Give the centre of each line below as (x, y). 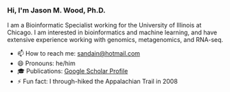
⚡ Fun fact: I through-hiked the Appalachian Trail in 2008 (97, 82)
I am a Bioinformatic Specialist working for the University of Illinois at (104, 25)
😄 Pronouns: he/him (46, 63)
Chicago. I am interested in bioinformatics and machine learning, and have (112, 32)
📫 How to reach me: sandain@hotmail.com (79, 54)
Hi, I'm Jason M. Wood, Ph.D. (56, 10)
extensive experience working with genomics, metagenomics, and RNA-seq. (115, 40)
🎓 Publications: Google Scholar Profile (72, 71)
